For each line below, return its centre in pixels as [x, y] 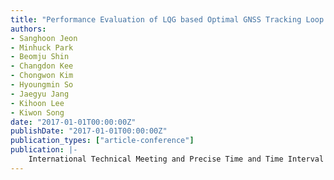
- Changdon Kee [42, 66]
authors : [28, 29]
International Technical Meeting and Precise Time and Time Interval [176, 159]
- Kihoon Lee [37, 103]
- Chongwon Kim [42, 76]
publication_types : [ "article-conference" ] [102, 141]
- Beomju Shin [40, 57]
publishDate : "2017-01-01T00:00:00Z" [89, 131]
